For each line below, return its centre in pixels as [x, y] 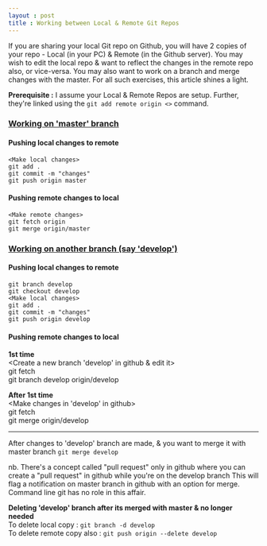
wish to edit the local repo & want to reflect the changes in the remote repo [131, 62]
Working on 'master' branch [64, 124]
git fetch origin [37, 222]
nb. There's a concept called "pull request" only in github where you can [127, 467]
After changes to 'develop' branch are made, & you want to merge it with [127, 443]
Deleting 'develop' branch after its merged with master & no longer [120, 508]
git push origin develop [49, 319]
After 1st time [31, 395]
